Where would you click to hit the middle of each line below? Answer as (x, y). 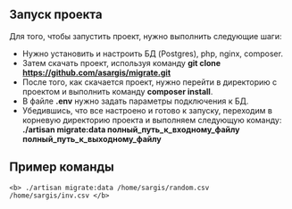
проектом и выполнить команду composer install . (117, 91)
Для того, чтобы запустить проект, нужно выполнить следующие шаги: (146, 36)
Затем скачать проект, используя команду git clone (121, 63)
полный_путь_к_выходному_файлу (92, 138)
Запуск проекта (56, 15)
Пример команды (62, 167)
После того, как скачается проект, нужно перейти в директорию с (150, 82)
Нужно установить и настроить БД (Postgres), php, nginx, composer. (153, 54)
